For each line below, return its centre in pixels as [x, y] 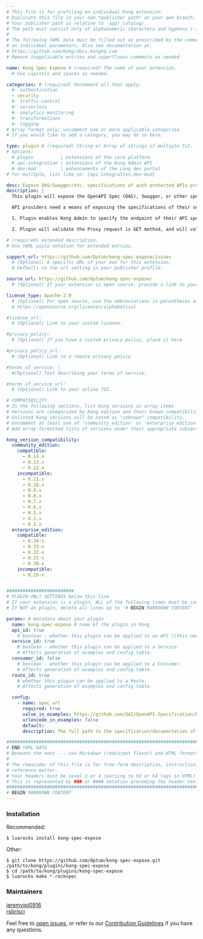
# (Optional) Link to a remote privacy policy [71, 356]
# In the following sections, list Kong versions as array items [90, 406]
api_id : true [28, 630]
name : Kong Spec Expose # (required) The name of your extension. [92, 68]
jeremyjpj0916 [24, 905]
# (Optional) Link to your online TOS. [62, 390]
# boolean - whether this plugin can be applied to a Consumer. [100, 664]
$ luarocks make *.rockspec [42, 877]
